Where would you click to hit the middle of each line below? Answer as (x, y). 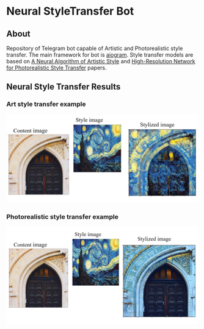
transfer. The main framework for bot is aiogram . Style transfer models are (100, 55)
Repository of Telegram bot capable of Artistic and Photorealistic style (95, 48)
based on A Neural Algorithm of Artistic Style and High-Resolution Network (101, 61)
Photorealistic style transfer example (63, 216)
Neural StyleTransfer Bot (70, 11)
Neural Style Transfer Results (64, 87)
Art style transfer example (46, 104)
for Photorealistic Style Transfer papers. (56, 68)
